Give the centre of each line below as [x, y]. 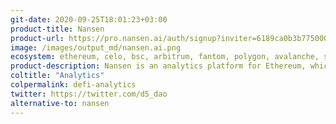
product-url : [37, 38]
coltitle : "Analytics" [57, 76]
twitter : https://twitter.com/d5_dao [89, 94]
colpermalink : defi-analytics [73, 85]
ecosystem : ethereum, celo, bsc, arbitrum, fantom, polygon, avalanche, [165, 57]
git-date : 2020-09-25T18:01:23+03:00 [89, 19]
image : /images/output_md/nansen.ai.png [96, 47]
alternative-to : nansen [60, 103]
